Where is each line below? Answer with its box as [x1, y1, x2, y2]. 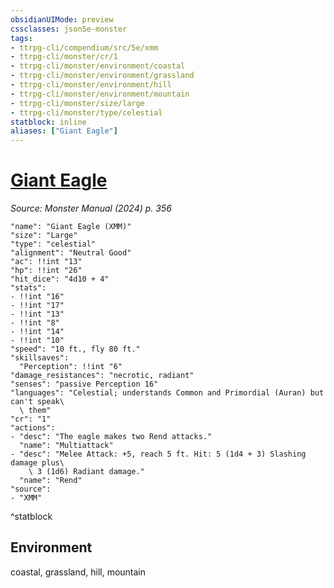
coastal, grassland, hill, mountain [10, 566, 147, 578]
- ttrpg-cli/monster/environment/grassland [10, 71, 195, 81]
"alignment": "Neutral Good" [10, 248, 132, 258]
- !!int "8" [10, 318, 60, 328]
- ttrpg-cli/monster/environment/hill [10, 80, 172, 90]
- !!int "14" [10, 327, 65, 337]
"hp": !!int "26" [10, 266, 83, 276]
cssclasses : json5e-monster [10, 24, 128, 34]
